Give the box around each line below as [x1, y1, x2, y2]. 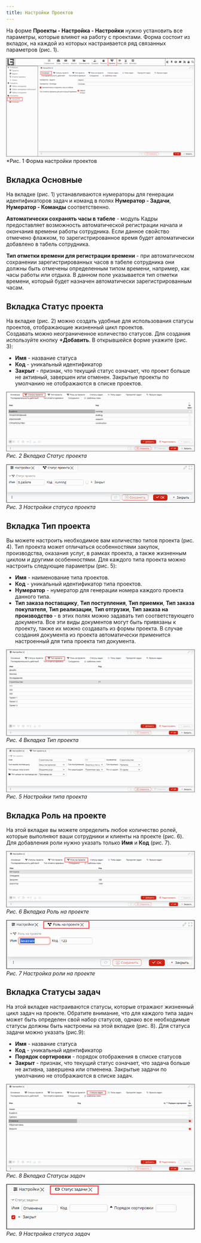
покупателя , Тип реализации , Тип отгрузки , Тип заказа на [14, 606, 169, 613]
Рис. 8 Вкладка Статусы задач [6, 1172, 86, 1179]
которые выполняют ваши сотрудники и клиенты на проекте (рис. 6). [6, 832, 184, 840]
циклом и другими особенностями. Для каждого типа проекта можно [6, 556, 186, 563]
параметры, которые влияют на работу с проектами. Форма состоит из [6, 33, 190, 40]
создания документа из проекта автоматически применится [14, 631, 170, 638]
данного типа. [14, 593, 51, 601]
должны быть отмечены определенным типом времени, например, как [6, 265, 190, 272]
